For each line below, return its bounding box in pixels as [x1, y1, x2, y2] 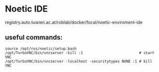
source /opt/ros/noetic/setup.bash [5, 46, 77, 51]
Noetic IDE [5, 3, 48, 14]
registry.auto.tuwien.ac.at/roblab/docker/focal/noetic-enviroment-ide [5, 19, 143, 25]
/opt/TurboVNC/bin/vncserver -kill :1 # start [5, 50, 155, 55]
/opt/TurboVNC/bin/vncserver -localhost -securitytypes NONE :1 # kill [5, 59, 152, 64]
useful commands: [5, 33, 63, 42]
